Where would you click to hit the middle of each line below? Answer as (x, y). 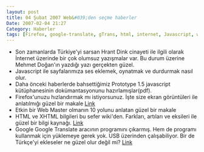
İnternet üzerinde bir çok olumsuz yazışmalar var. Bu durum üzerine (100, 58)
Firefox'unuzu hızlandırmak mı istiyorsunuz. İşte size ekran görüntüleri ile (106, 97)
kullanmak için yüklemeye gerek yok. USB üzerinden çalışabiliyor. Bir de (105, 136)
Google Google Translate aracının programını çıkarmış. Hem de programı (106, 130)
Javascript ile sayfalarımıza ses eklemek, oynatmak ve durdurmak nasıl (104, 71)
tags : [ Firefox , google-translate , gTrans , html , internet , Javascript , (100, 35)
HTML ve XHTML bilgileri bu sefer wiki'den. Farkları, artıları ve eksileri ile (106, 117)
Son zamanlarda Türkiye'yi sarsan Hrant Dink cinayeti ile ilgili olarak (99, 52)
